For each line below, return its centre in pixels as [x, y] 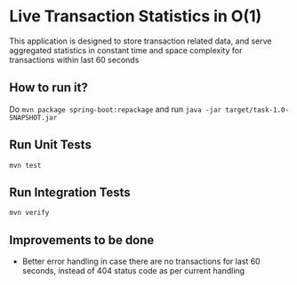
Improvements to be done [82, 240]
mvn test [25, 165]
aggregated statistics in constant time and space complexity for [126, 50]
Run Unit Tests [50, 145]
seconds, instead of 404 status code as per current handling [133, 271]
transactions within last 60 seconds [74, 59]
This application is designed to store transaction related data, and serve [141, 41]
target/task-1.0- [257, 110]
